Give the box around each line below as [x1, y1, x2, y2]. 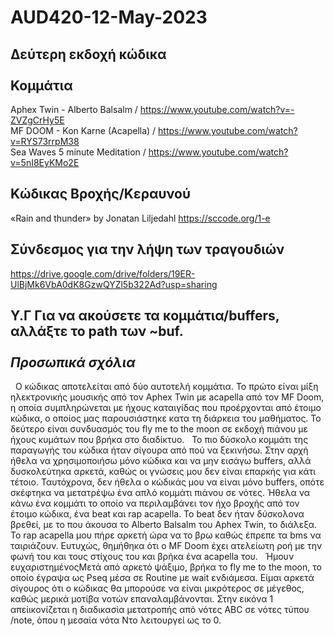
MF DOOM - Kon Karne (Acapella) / [10, 125, 157, 136]
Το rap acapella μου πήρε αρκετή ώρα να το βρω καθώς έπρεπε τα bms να [10, 529, 322, 541]
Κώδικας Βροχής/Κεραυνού [10, 186, 191, 203]
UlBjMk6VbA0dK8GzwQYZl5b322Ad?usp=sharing [10, 278, 218, 290]
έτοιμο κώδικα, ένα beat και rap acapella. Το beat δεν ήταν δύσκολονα [10, 508, 305, 520]
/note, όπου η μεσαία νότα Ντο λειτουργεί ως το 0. [10, 614, 222, 626]
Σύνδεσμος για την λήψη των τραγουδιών [10, 241, 285, 258]
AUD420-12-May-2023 [10, 6, 208, 29]
